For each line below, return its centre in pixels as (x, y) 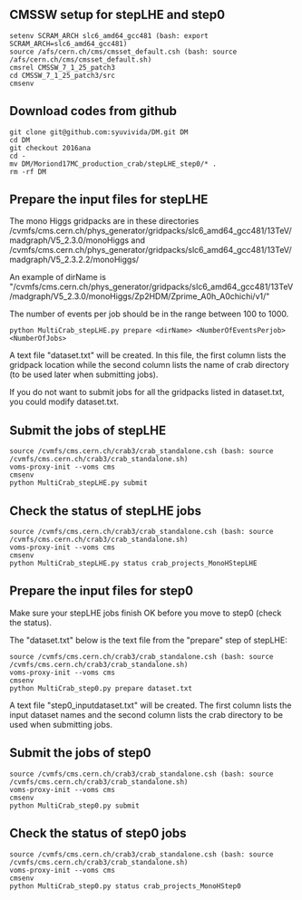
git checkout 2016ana (50, 148)
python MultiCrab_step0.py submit (75, 806)
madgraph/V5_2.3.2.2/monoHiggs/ (74, 260)
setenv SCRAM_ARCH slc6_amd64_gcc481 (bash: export (109, 35)
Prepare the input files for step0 (101, 591)
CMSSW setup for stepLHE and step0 (117, 15)
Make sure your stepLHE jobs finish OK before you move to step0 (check (146, 613)
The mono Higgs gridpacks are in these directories (104, 221)
